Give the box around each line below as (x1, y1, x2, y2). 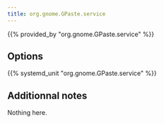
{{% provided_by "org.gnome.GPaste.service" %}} (7, 30, 155, 38)
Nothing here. (7, 108, 47, 117)
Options (7, 50, 44, 62)
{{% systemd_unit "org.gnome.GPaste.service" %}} (7, 69, 157, 78)
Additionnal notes (7, 89, 88, 101)
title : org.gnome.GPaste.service (7, 10, 106, 18)
